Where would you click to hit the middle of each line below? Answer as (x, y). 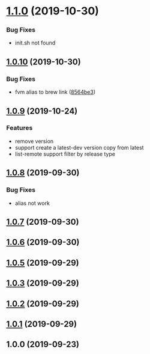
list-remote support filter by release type (65, 154)
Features (19, 128)
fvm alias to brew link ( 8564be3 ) (55, 92)
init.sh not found (35, 43)
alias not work (32, 203)
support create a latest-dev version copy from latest (79, 147)
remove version (34, 141)
